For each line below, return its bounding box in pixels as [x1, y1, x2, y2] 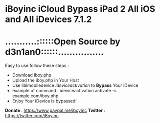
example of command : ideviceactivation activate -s [12, 88, 116, 94]
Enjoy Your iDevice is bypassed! [12, 98, 77, 104]
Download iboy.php [12, 72, 51, 78]
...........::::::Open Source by [5, 36, 121, 47]
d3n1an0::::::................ [5, 46, 104, 58]
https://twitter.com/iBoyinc [5, 113, 59, 119]
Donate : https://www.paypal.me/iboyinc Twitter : [5, 107, 106, 113]
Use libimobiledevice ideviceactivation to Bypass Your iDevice [12, 82, 138, 88]
